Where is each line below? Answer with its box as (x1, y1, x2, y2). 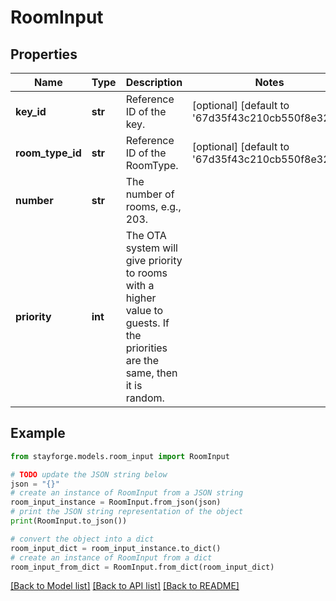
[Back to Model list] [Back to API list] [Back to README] (10, 580, 240, 592)
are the (125, 354, 160, 367)
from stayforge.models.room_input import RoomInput (10, 451, 230, 461)
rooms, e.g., (125, 200, 182, 213)
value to (125, 304, 164, 317)
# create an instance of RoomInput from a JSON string (10, 488, 244, 498)
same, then (125, 366, 178, 380)
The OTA (125, 229, 167, 242)
